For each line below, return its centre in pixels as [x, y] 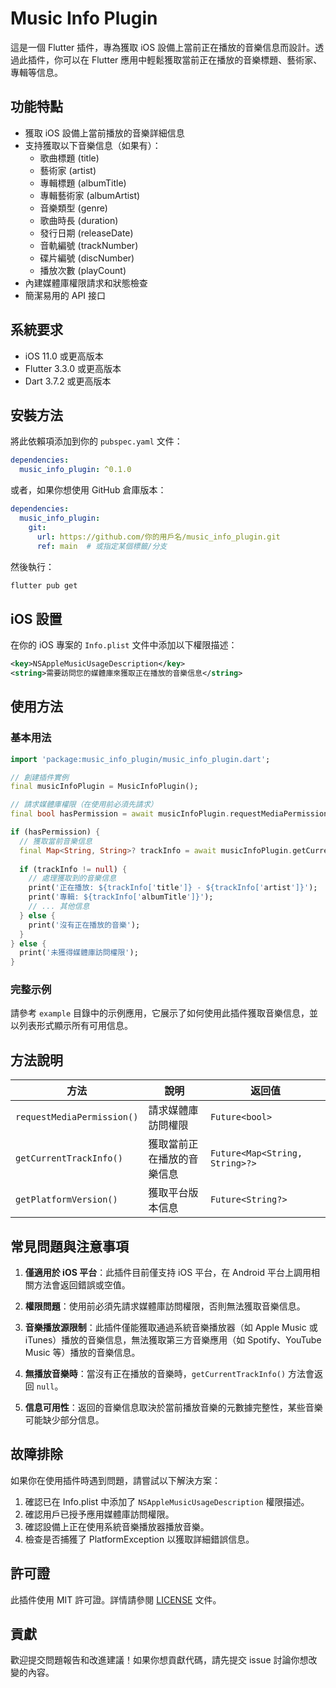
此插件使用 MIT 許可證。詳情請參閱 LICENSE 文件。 [116, 1599]
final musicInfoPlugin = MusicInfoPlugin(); [104, 787]
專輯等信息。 [36, 72]
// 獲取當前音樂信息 [56, 841]
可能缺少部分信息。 [64, 1420]
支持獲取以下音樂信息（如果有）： [93, 145]
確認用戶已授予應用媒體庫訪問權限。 [99, 1514]
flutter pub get [44, 585]
